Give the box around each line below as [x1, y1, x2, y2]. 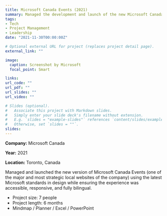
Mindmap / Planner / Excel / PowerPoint [12, 205, 94, 211]
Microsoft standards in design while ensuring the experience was [5, 180, 139, 186]
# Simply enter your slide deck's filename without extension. [5, 112, 143, 117]
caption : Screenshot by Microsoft [9, 62, 81, 67]
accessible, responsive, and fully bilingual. [5, 185, 92, 191]
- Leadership [5, 30, 32, 35]
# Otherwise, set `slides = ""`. [5, 122, 79, 127]
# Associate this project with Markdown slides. [5, 108, 112, 113]
